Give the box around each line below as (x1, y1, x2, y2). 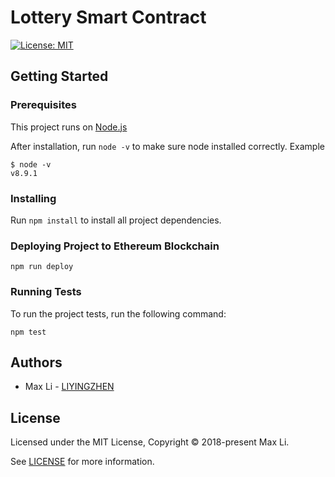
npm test (10, 327, 47, 337)
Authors (10, 354, 63, 371)
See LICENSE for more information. (10, 456, 155, 468)
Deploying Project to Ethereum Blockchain (10, 239, 220, 253)
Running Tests (10, 285, 82, 299)
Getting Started (10, 68, 109, 85)
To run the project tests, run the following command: (10, 307, 227, 320)
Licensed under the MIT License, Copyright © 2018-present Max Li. (10, 436, 290, 448)
